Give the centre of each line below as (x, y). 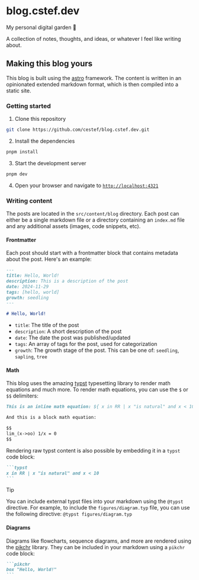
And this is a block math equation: (51, 418)
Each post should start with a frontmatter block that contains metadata (92, 253)
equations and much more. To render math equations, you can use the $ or (97, 390)
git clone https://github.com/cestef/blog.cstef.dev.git (78, 130)
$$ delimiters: (22, 396)
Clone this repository (40, 119)
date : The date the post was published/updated (73, 338)
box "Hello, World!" (32, 570)
